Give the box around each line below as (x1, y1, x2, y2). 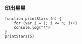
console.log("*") (14, 25, 51, 30)
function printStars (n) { (5, 16, 62, 21)
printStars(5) (5, 34, 35, 39)
